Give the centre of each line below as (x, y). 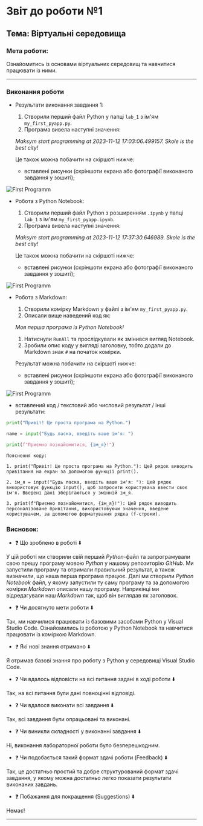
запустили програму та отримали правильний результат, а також (91, 570)
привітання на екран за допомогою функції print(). (72, 471)
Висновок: (23, 529)
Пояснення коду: (27, 456)
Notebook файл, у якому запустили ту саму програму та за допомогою (98, 582)
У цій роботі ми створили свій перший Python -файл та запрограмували (98, 557)
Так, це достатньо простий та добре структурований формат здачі (92, 771)
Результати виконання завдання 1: (59, 105)
